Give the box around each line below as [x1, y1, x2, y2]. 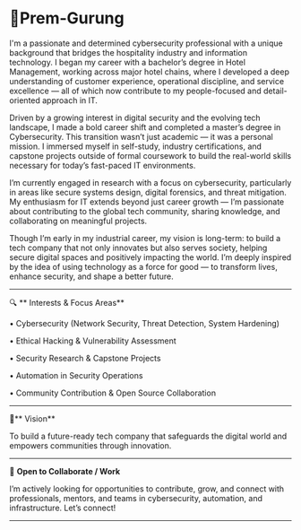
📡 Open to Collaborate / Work [9, 465, 121, 476]
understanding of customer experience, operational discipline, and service [9, 75, 285, 86]
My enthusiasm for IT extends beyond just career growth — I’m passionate [9, 196, 285, 207]
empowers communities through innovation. [9, 439, 172, 451]
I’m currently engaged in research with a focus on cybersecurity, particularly [9, 177, 292, 187]
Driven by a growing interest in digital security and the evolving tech [9, 112, 262, 123]
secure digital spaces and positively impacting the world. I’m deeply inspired [9, 251, 292, 263]
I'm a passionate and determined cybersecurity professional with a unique [9, 38, 284, 48]
